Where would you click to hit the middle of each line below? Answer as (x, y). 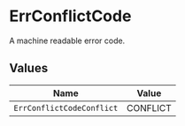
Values (29, 68)
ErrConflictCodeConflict (66, 108)
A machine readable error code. (67, 41)
